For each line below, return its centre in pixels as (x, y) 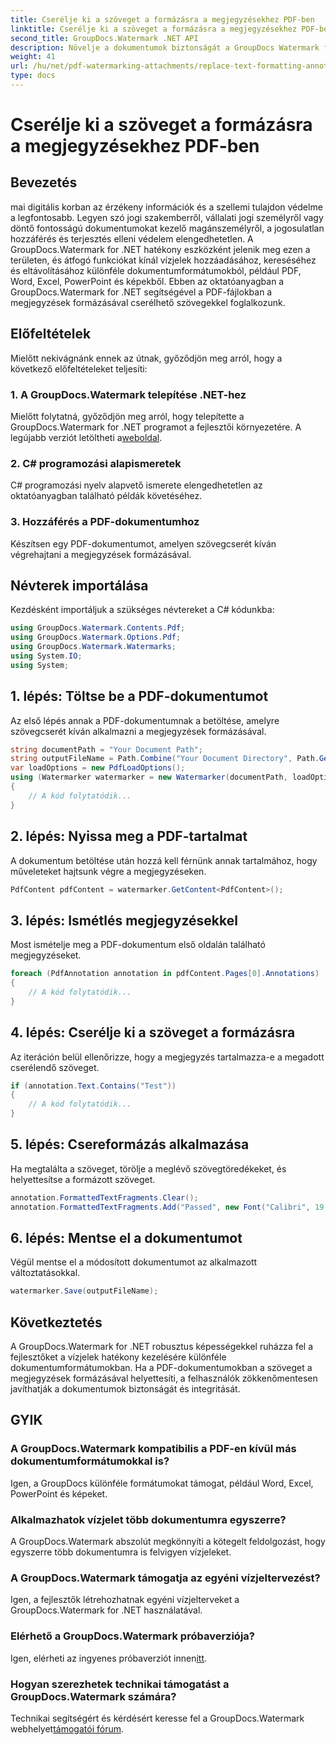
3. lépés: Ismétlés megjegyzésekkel (124, 920)
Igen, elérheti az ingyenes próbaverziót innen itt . (109, 1658)
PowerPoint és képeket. (59, 1493)
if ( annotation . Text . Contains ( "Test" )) (93, 1086)
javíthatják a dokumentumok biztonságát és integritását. (125, 1389)
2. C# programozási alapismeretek (96, 463)
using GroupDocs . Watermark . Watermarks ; (93, 647)
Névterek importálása (79, 585)
